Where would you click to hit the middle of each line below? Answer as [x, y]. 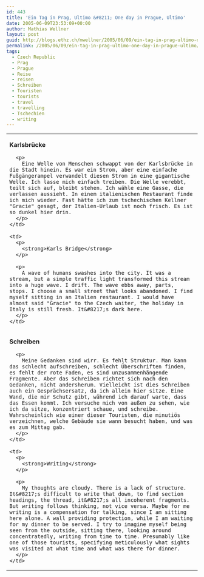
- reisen [23, 79]
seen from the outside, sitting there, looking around [90, 531]
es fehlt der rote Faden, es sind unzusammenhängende [89, 373]
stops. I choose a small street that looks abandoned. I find [101, 291]
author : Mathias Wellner [38, 29]
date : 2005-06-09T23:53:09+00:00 [49, 23]
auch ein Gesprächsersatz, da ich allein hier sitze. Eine [97, 391]
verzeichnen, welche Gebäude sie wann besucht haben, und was [101, 421]
